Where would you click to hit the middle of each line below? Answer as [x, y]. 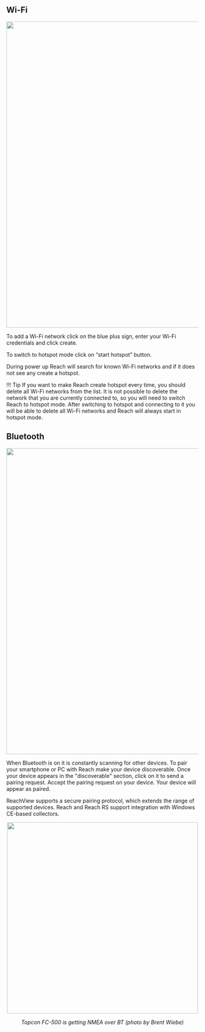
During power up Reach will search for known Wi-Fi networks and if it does [101, 366]
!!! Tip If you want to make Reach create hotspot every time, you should [96, 384]
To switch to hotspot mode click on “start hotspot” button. [79, 354]
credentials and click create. [42, 343]
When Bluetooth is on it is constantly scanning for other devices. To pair [97, 763]
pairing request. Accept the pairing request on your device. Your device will [101, 782]
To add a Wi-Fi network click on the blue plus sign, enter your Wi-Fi [91, 336]
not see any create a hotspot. [43, 373]
